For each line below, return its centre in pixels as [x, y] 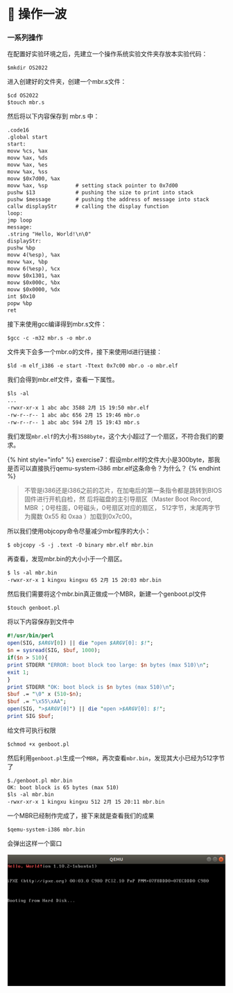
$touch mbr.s [26, 103]
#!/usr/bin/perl [31, 636]
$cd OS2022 [23, 96]
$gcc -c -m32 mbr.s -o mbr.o [49, 338]
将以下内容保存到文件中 [41, 622]
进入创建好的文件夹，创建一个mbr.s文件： [67, 82]
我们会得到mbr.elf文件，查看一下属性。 [63, 380]
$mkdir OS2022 [28, 68]
